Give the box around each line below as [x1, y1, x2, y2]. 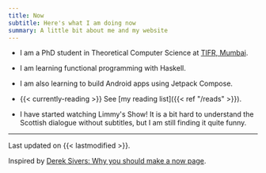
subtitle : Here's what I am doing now [8, 19, 136, 27]
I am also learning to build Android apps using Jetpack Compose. [19, 79, 234, 88]
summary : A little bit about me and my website [8, 26, 169, 34]
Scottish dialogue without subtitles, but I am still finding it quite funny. [19, 118, 247, 128]
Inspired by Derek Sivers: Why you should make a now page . [8, 156, 207, 166]
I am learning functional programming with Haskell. [19, 63, 186, 73]
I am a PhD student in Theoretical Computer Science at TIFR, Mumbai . [19, 48, 249, 58]
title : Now [8, 11, 44, 20]
